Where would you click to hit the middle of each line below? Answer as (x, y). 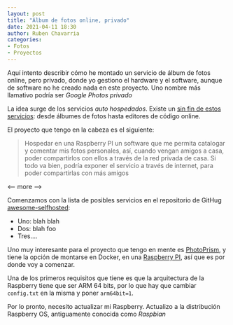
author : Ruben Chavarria (43, 33)
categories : (24, 40)
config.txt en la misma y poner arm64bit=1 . (71, 293)
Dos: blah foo (37, 228)
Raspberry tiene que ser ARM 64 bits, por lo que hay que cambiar (102, 285)
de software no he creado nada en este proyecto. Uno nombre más (104, 88)
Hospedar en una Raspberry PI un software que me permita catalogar (125, 143)
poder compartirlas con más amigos (77, 173)
